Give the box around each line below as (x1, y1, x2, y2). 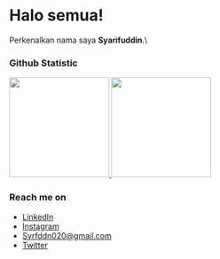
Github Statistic (9, 57, 78, 69)
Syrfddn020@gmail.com (21, 230, 113, 240)
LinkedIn (21, 211, 54, 222)
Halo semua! (9, 5, 104, 26)
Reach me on (9, 192, 67, 204)
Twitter (21, 239, 49, 250)
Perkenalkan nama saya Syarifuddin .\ (9, 35, 148, 45)
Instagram (21, 221, 59, 232)
